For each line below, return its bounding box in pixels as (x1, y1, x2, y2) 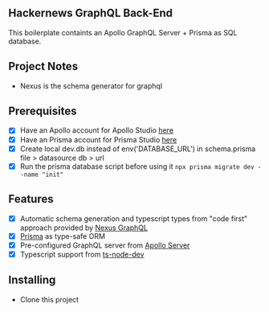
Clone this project (19, 294, 79, 304)
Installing (8, 273, 56, 287)
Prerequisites (8, 105, 77, 118)
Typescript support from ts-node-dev (19, 249, 145, 259)
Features (8, 192, 54, 206)
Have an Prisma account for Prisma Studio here (19, 134, 177, 144)
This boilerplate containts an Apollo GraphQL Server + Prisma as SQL (8, 27, 238, 37)
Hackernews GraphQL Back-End (8, 6, 173, 20)
